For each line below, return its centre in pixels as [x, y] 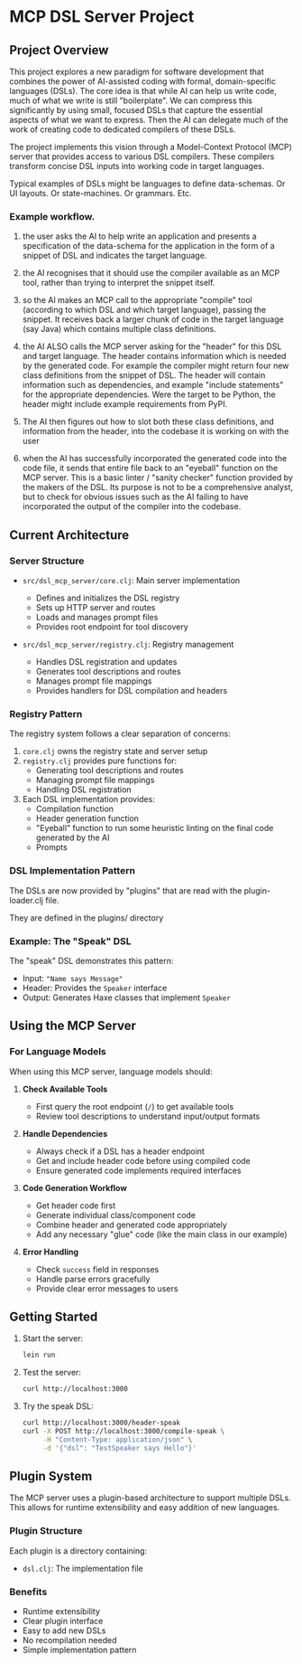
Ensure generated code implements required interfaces [138, 1170]
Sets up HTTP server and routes [96, 607]
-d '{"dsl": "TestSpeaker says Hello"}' [119, 1448]
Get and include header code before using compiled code [143, 1160]
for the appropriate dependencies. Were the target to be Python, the [149, 394]
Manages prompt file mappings [94, 681]
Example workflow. [52, 216]
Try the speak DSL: [58, 1406]
